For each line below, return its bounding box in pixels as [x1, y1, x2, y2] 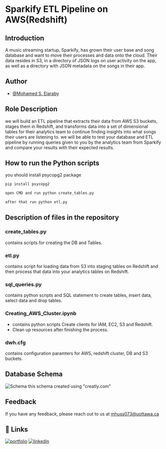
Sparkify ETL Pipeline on [5, 3, 108, 15]
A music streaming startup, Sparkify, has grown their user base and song [5, 47, 155, 53]
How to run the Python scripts [5, 159, 100, 168]
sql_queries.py [5, 281, 42, 288]
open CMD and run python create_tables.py [5, 190, 94, 196]
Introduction [5, 34, 45, 42]
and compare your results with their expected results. [5, 144, 114, 150]
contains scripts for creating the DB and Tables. [5, 240, 103, 246]
